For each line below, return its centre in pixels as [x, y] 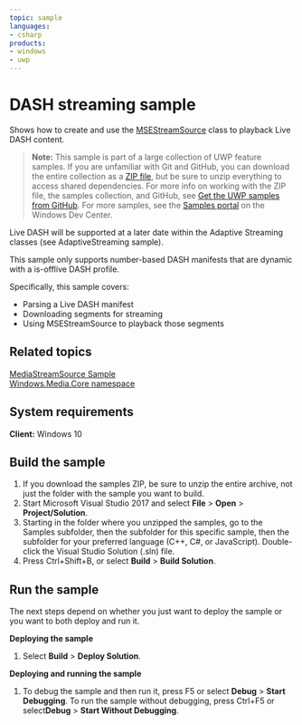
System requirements [71, 412]
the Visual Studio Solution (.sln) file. [109, 551]
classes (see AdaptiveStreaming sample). [87, 242]
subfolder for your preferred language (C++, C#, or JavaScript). [141, 542]
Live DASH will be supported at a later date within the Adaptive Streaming [146, 232]
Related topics [51, 352]
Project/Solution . [55, 513]
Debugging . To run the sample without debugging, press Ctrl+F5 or [148, 701]
